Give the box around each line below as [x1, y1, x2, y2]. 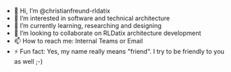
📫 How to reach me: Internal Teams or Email [13, 37, 143, 45]
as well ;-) [13, 57, 43, 66]
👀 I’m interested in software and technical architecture [13, 14, 170, 22]
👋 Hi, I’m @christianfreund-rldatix [13, 7, 111, 15]
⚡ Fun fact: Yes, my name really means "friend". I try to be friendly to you [13, 48, 225, 55]
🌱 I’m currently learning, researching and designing [13, 22, 162, 29]
